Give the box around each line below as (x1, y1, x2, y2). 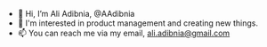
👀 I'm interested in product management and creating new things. (17, 18, 258, 28)
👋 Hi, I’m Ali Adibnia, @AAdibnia (17, 9, 135, 19)
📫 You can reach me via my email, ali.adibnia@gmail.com (17, 27, 231, 38)
